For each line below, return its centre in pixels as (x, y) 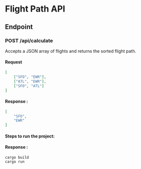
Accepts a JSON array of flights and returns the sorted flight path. (71, 51)
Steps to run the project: (30, 136)
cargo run (15, 161)
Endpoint (19, 27)
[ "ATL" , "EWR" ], (30, 81)
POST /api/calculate (29, 41)
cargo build (17, 157)
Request (14, 62)
